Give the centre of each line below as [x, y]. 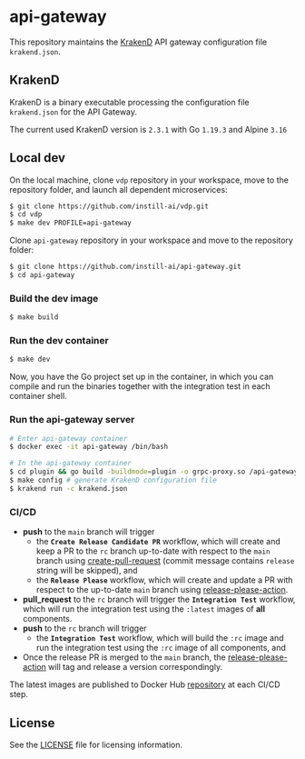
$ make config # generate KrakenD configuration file [113, 480]
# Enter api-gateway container [69, 438]
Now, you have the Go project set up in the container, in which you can [142, 377]
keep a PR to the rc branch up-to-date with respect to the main [153, 551]
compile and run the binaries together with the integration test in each [140, 386]
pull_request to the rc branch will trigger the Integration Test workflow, [159, 599]
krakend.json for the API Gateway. [74, 112]
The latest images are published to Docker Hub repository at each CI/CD [145, 684]
